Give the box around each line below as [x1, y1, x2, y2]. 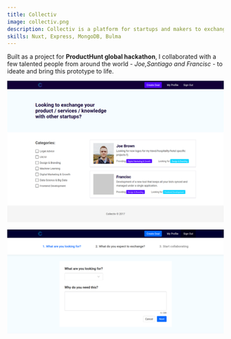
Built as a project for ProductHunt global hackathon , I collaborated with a [7, 52, 217, 61]
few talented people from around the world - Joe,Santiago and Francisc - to [7, 60, 223, 68]
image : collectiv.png [7, 18, 69, 25]
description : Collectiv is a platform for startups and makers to [7, 25, 201, 32]
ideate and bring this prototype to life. [7, 67, 114, 76]
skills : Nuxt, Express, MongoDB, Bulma [7, 33, 122, 40]
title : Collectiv [7, 11, 57, 18]
